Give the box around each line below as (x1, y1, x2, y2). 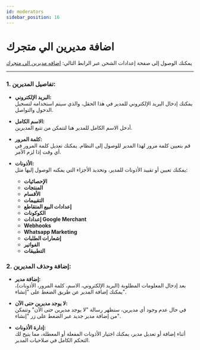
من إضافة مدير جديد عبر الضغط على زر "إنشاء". (14, 312, 121, 320)
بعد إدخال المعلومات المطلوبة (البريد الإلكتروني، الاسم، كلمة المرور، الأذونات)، (14, 282, 186, 289)
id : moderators (6, 8, 44, 15)
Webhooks (23, 221, 52, 229)
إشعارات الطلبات (23, 235, 61, 242)
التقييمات (23, 196, 45, 204)
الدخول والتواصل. (14, 106, 54, 113)
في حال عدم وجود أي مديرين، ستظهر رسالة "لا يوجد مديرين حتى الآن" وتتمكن (14, 306, 186, 313)
